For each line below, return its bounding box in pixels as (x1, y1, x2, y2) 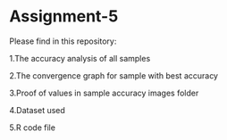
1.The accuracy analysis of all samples (9, 53, 151, 63)
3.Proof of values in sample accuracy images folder (9, 87, 199, 98)
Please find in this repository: (9, 36, 117, 46)
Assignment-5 (9, 6, 119, 27)
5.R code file (9, 122, 56, 133)
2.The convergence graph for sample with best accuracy (9, 70, 219, 81)
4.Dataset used (9, 104, 65, 115)
